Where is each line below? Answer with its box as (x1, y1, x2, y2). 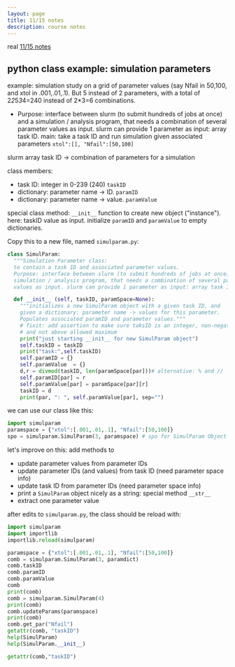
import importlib (7, 530, 58, 537)
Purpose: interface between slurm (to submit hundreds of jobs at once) (17, 110, 222, 118)
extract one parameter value (17, 497, 99, 505)
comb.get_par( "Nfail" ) (7, 621, 73, 628)
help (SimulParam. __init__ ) (7, 640, 86, 647)
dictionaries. (7, 224, 43, 232)
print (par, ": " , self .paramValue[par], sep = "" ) (20, 394, 164, 401)
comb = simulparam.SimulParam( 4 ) (7, 595, 105, 602)
